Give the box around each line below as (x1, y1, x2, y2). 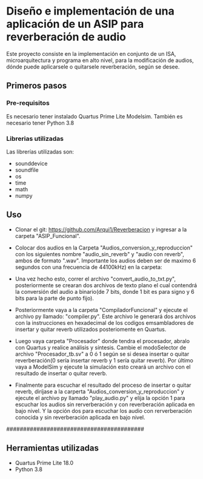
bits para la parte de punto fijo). (15, 294, 94, 302)
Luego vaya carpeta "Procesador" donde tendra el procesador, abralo (15, 337, 190, 344)
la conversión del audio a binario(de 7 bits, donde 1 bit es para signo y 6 (15, 288, 195, 295)
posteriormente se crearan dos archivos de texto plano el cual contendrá (15, 281, 198, 289)
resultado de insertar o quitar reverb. (15, 369, 107, 377)
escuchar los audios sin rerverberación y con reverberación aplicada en (15, 401, 195, 408)
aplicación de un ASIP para (6, 17, 144, 31)
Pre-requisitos (6, 99, 50, 107)
